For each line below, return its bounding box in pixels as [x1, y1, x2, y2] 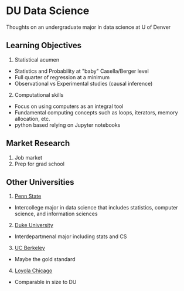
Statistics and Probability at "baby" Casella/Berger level [14, 67, 149, 75]
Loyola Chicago [14, 267, 53, 274]
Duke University [14, 222, 54, 229]
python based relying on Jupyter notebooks [14, 121, 121, 128]
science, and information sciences [14, 210, 98, 218]
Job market [14, 154, 43, 161]
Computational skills [14, 91, 64, 98]
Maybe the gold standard [14, 256, 76, 263]
